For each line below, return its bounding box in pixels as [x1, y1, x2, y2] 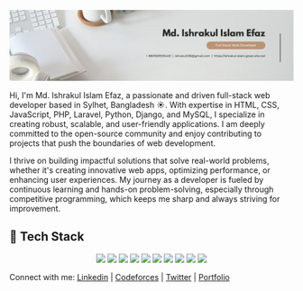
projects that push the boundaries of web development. [9, 138, 216, 149]
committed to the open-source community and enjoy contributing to [9, 128, 262, 139]
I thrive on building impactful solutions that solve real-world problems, [9, 155, 270, 166]
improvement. [9, 204, 61, 214]
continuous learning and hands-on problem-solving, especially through [9, 184, 274, 195]
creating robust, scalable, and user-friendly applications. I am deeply [9, 119, 266, 129]
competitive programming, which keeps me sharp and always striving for [9, 194, 280, 204]
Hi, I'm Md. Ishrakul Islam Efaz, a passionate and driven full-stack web [9, 90, 271, 100]
